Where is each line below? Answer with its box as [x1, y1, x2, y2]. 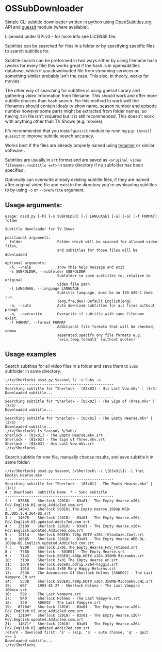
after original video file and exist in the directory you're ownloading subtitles [5, 181, 157, 187]
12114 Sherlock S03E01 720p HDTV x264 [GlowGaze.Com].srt [17, 532, 145, 537]
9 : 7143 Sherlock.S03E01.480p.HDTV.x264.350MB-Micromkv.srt [5, 554, 145, 558]
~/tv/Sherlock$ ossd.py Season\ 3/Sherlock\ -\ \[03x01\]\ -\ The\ [5, 469, 145, 473]
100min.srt [5, 587, 27, 592]
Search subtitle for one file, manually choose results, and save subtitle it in [5, 454, 154, 460]
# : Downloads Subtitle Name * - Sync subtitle [5, 489, 108, 495]
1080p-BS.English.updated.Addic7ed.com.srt [5, 540, 95, 546]
